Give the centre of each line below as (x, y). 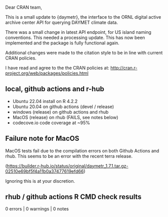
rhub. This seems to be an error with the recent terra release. (69, 156)
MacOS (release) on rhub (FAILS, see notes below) (65, 117)
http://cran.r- (124, 68)
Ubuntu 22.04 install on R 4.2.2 (45, 101)
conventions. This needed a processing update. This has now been (75, 38)
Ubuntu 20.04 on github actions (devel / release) (63, 106)
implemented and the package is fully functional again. (62, 43)
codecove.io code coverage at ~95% (51, 123)
